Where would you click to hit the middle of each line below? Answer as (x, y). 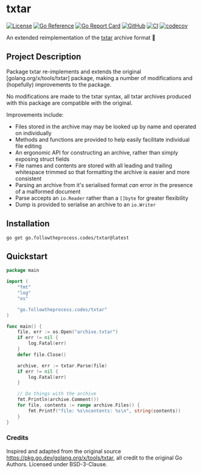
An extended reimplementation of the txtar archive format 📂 (81, 37)
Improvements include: (35, 114)
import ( (17, 282)
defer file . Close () (42, 354)
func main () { (24, 326)
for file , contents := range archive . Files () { (78, 405)
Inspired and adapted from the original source (64, 451)
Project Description (44, 57)
